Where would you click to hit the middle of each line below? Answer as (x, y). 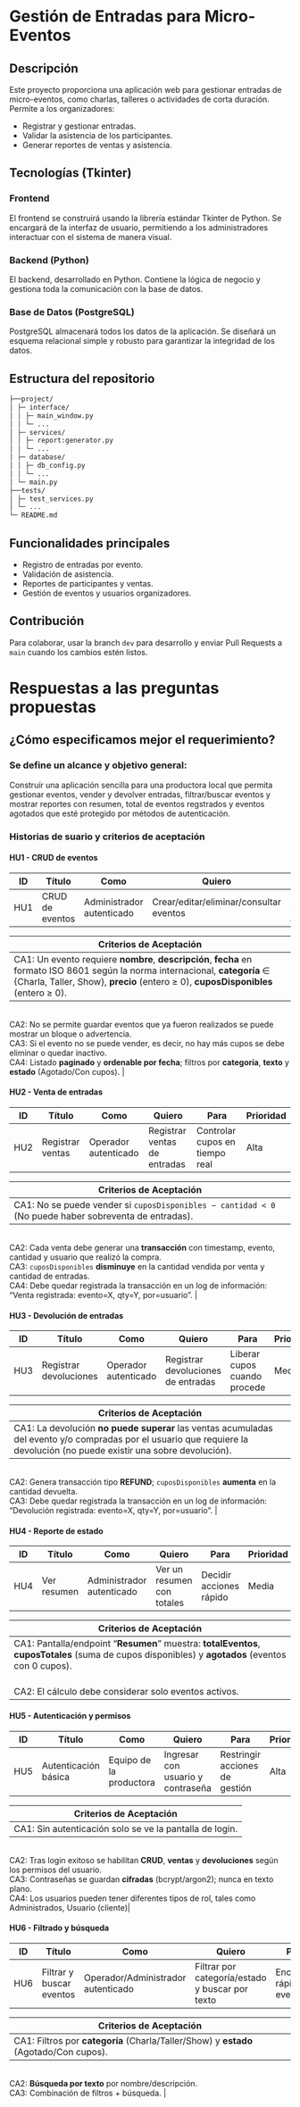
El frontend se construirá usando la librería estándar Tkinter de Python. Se (146, 218)
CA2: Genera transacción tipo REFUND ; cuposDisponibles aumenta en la (143, 1482)
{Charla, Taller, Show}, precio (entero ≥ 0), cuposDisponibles (143, 981)
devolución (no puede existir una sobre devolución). (123, 1451)
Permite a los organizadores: (62, 108)
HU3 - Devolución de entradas (67, 1315)
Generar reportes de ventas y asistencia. (97, 145)
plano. (21, 1888)
